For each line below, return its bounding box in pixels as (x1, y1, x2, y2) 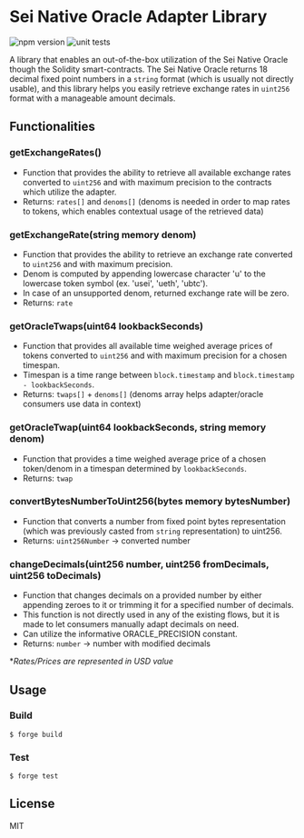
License (9, 796, 55, 812)
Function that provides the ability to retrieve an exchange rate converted (22, 248, 293, 260)
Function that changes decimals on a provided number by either (22, 590, 262, 601)
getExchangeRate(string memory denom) (9, 228, 197, 241)
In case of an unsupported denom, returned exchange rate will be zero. (22, 287, 289, 298)
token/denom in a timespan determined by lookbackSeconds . (22, 463, 248, 474)
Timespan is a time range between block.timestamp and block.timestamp (22, 370, 295, 381)
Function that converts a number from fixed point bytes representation (22, 515, 286, 526)
